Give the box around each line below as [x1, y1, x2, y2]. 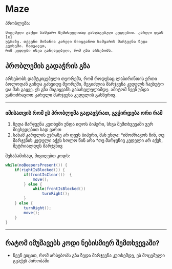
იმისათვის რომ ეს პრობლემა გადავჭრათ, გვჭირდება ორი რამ [5, 109, 163, 116]
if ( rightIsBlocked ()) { [14, 167, 66, 172]
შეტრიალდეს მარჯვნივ [12, 143, 63, 149]
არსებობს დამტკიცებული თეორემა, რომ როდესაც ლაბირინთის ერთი [5, 75, 157, 81]
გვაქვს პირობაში [12, 258, 50, 264]
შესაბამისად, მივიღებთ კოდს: [5, 153, 70, 159]
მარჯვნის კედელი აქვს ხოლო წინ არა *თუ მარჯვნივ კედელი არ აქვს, [12, 137, 163, 143]
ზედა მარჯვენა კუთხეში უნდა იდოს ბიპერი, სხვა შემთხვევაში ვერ [12, 121, 154, 127]
